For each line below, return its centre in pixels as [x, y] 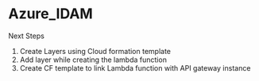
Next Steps [27, 36]
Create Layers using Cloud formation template [95, 51]
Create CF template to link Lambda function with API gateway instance [135, 67]
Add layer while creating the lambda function [93, 60]
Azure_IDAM [50, 14]
